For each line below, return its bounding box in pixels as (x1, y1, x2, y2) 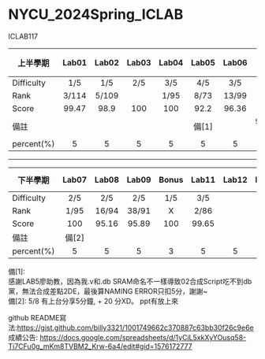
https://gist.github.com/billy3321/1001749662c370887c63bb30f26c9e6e (17, 323, 254, 332)
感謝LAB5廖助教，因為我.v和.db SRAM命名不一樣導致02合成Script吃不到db (8, 276, 252, 286)
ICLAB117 (8, 31, 39, 41)
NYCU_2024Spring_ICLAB (8, 6, 184, 24)
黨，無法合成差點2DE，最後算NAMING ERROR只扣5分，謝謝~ (8, 286, 208, 296)
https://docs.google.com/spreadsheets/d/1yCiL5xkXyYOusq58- (39, 332, 247, 342)
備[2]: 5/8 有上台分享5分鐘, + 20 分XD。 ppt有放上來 (8, 296, 179, 305)
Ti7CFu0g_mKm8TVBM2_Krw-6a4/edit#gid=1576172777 (8, 341, 192, 351)
